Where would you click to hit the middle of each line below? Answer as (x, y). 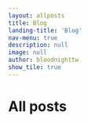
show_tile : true (35, 67)
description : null (38, 45)
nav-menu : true (33, 38)
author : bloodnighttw (44, 60)
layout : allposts (37, 15)
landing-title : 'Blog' (45, 30)
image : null (27, 52)
